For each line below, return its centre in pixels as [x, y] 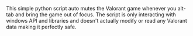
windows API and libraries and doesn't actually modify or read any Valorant [96, 21]
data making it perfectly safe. [42, 27]
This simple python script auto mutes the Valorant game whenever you [91, 8]
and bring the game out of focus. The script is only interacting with [96, 15]
